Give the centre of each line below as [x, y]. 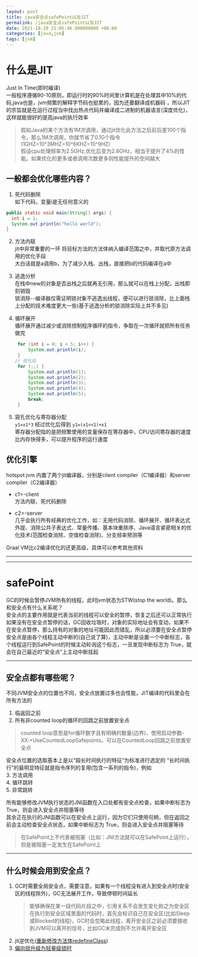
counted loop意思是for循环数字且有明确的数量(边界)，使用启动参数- [102, 733]
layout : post [22, 12]
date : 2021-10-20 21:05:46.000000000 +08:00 [62, 28]
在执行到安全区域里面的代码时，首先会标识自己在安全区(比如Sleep [109, 913]
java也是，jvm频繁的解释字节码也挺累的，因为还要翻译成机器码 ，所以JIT [101, 102]
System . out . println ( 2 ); [57, 377]
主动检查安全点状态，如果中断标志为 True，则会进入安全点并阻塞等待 [100, 825]
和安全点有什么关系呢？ [34, 607]
